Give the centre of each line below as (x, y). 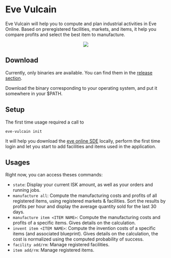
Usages (18, 162)
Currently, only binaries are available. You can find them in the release (79, 72)
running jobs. (27, 190)
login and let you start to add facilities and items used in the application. (81, 146)
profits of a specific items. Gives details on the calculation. (74, 223)
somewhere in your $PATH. (34, 93)
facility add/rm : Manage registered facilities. (61, 245)
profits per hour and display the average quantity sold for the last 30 (84, 207)
